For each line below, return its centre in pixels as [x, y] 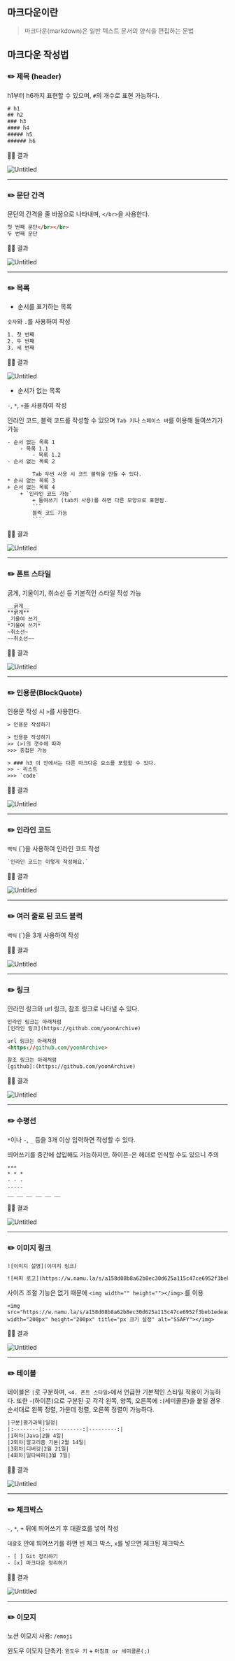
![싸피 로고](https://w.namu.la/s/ [56, 1278]
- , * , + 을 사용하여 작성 [37, 405]
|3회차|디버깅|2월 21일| [38, 1449]
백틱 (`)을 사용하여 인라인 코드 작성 [54, 849]
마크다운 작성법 [38, 55]
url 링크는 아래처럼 [32, 1041]
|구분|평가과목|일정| [33, 1423]
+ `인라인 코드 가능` [46, 494]
